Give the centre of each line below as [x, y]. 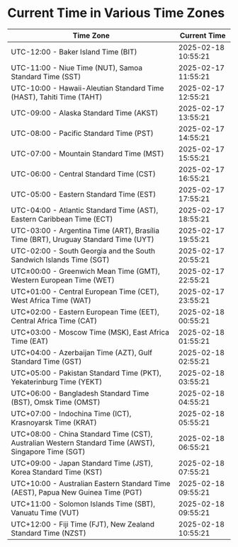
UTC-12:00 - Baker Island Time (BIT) [74, 52]
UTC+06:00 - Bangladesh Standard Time [80, 393]
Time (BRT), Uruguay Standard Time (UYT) [83, 239]
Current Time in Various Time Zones [116, 13]
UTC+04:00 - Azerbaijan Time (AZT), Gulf [81, 352]
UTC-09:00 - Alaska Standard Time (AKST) [85, 113]
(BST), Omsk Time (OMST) [56, 402]
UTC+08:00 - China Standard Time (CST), [82, 434]
